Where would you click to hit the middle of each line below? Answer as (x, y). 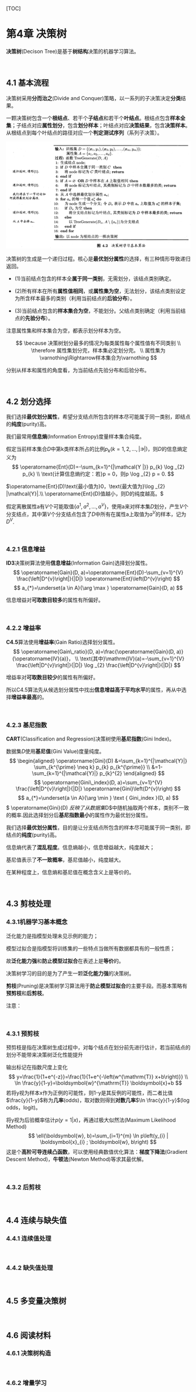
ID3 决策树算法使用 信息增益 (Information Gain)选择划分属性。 (78, 563)
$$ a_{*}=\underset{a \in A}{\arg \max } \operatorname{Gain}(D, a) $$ (98, 588)
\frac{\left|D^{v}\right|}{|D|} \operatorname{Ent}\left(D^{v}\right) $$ (98, 579)
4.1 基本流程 (27, 83)
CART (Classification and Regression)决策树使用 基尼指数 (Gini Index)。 (90, 739)
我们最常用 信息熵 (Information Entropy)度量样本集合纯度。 (75, 437)
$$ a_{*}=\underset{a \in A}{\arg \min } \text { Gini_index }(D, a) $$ (98, 798)
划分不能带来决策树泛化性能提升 (44, 1055)
